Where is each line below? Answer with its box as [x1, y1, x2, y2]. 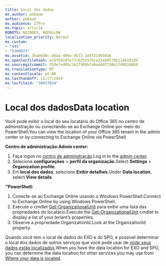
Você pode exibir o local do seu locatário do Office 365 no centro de [5, 118, 145, 124]
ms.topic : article [5, 26, 43, 31]
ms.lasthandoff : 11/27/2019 [5, 76, 63, 81]
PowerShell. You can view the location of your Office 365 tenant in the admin [5, 129, 161, 135]
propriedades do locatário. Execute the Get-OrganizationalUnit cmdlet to [12, 209, 159, 215]
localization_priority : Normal [5, 35, 70, 40]
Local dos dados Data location [5, 102, 129, 113]
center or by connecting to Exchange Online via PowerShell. [5, 134, 127, 140]
